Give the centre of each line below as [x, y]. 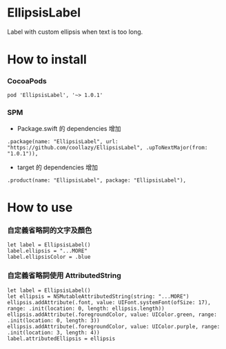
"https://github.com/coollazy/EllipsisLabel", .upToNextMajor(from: [107, 147]
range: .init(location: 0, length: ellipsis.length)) [86, 308]
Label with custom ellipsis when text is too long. [75, 32]
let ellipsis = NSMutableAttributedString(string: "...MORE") [98, 296]
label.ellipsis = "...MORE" [48, 251]
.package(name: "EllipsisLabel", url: [63, 141]
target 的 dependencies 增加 [58, 167]
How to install [47, 60]
